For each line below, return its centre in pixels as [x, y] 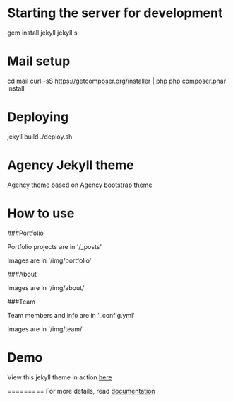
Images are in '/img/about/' [47, 287]
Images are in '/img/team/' [46, 329]
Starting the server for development [115, 13]
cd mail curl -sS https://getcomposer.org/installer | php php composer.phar [117, 81]
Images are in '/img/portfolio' [49, 260]
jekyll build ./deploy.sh [40, 137]
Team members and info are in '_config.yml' [71, 315]
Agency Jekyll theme [71, 165]
